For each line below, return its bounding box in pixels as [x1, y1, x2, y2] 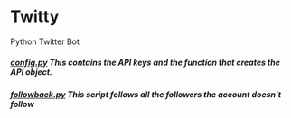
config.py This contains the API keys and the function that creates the [10, 57, 281, 68]
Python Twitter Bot [10, 36, 80, 47]
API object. [10, 66, 53, 77]
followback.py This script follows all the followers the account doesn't [10, 88, 282, 100]
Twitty [10, 6, 60, 27]
